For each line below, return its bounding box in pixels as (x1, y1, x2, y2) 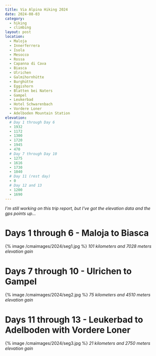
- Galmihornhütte (9, 75, 44, 80)
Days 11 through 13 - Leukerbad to (5, 314, 143, 325)
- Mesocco (9, 52, 29, 57)
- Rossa (9, 57, 25, 62)
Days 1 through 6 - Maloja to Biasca (5, 227, 149, 238)
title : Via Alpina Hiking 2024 (5, 7, 68, 12)
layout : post (5, 30, 31, 34)
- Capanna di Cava (9, 61, 47, 66)
